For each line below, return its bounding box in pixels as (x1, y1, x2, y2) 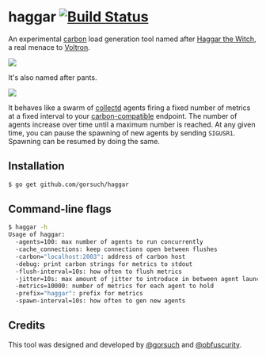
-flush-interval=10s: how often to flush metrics (15, 268, 182, 275)
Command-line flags (8, 203, 112, 216)
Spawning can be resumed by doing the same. (8, 136, 161, 146)
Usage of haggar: (8, 230, 66, 239)
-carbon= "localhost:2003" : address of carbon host (15, 253, 186, 260)
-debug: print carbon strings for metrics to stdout (15, 260, 193, 268)
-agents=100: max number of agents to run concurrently (15, 238, 203, 246)
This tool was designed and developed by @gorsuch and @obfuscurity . (8, 340, 242, 349)
